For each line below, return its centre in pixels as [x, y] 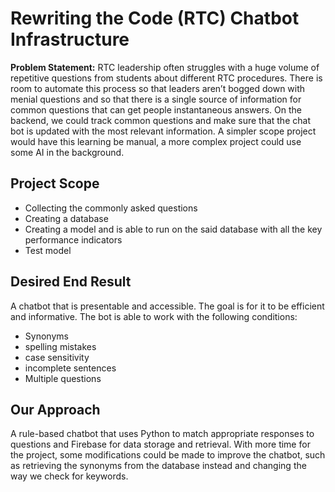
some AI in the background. [67, 152]
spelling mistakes [60, 346]
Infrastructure [70, 39]
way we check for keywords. [69, 476]
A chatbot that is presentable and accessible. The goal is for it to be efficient [167, 306]
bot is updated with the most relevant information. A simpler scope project [163, 131]
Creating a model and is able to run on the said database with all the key [173, 229]
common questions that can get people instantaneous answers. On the [156, 109]
